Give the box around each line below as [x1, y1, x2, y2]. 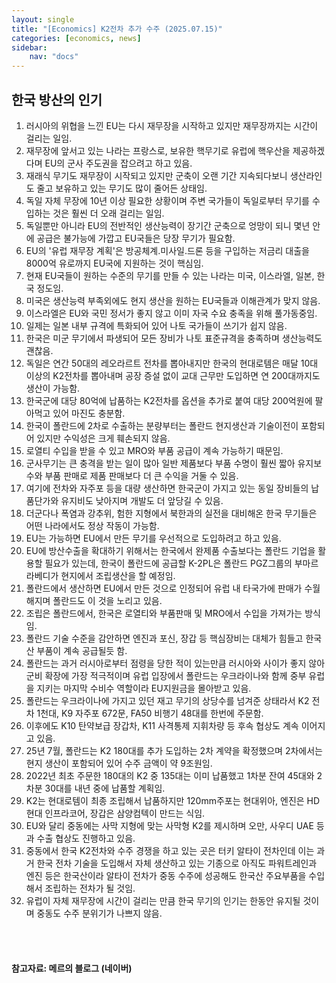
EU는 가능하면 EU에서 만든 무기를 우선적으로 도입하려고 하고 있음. [25, 532, 282, 544]
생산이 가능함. [25, 382, 81, 394]
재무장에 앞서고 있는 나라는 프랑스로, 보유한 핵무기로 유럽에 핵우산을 [25, 144, 291, 156]
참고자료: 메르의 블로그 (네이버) [11, 962, 133, 974]
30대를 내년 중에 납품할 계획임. [44, 782, 166, 794]
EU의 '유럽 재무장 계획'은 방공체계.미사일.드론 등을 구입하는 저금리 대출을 [25, 244, 310, 256]
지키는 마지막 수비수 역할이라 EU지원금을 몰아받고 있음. [36, 682, 252, 694]
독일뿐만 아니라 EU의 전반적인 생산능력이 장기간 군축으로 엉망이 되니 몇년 [25, 219, 311, 231]
